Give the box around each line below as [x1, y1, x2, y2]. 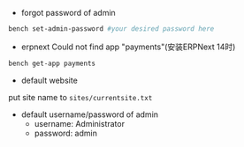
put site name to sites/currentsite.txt [8, 92, 153, 102]
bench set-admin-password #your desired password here [8, 25, 215, 33]
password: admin [34, 128, 98, 138]
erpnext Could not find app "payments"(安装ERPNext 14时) [20, 41, 236, 52]
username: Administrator [34, 118, 126, 129]
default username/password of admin [20, 109, 159, 120]
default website [20, 75, 79, 85]
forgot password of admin [20, 8, 116, 18]
